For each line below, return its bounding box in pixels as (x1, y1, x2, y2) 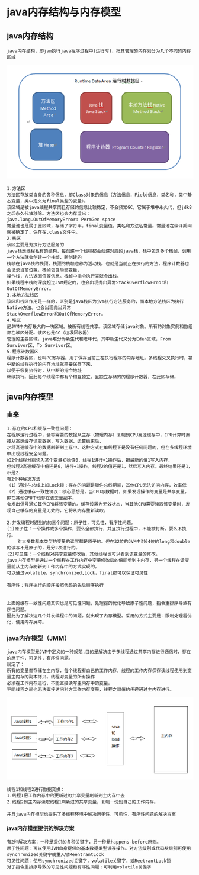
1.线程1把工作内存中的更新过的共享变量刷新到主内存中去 (7, 793, 125, 799)
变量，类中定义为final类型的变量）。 (11, 198, 89, 204)
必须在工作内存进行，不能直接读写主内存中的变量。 (7, 680, 113, 687)
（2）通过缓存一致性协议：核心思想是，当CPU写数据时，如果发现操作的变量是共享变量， (7, 488, 190, 494)
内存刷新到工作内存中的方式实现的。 (24, 564, 99, 570)
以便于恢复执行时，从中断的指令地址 (7, 368, 82, 374)
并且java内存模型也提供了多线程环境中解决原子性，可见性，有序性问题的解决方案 (7, 812, 176, 818)
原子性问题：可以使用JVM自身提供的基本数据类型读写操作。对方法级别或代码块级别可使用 (7, 845, 191, 851)
